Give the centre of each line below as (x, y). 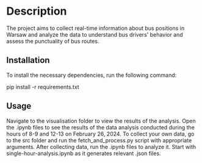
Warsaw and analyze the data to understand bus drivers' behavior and (95, 34)
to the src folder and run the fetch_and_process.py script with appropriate (99, 140)
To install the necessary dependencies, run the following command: (92, 75)
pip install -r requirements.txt (43, 87)
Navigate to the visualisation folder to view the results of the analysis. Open (101, 121)
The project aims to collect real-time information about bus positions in (96, 28)
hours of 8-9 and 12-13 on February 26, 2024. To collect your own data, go (100, 134)
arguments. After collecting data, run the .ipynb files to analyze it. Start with (101, 147)
